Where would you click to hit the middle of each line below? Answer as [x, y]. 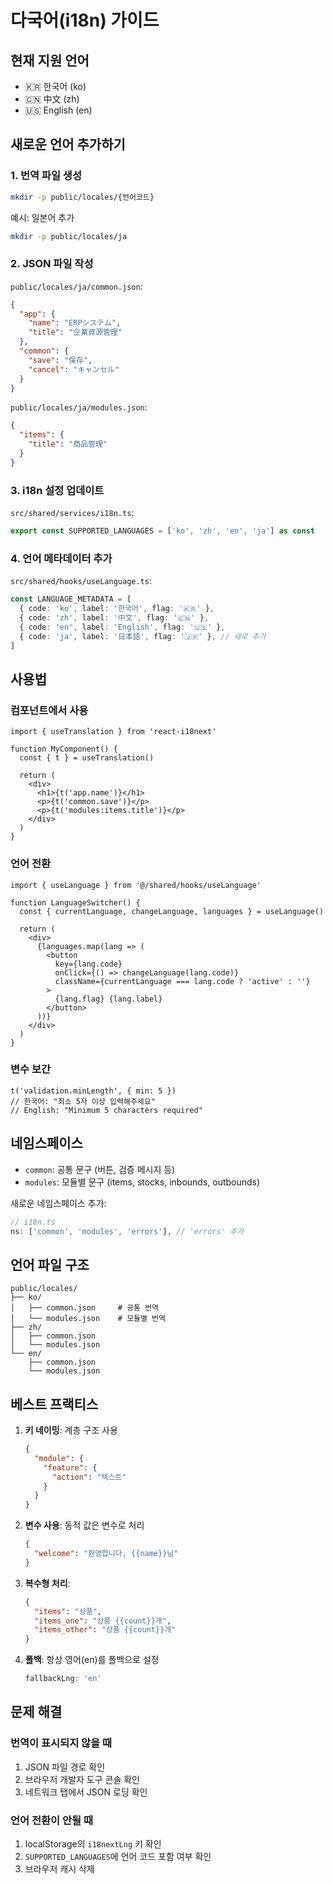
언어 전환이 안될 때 [52, 1820]
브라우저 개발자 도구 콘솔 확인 [82, 1779]
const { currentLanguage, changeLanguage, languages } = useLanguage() [172, 911]
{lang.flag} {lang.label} [108, 999]
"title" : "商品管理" [68, 444]
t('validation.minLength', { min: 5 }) [93, 1091]
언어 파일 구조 [50, 1264]
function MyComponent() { [64, 749]
